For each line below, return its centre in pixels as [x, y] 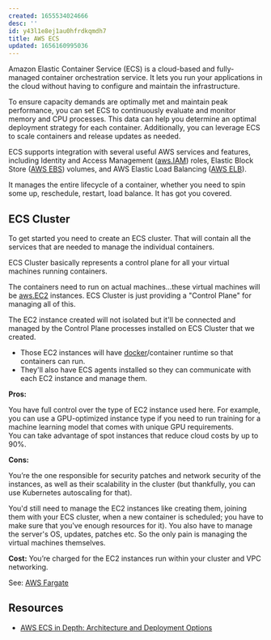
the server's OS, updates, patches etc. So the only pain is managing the [128, 534]
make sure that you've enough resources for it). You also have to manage [131, 525]
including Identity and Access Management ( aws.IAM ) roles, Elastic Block [131, 161]
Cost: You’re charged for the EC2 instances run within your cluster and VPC [135, 558]
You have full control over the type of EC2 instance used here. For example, [134, 409]
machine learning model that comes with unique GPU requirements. [121, 426]
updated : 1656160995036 [49, 46]
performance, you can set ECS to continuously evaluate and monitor [122, 111]
